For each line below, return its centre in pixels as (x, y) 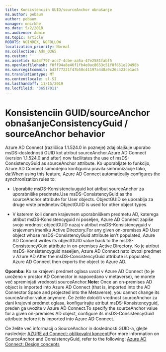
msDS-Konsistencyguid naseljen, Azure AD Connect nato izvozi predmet (87, 251)
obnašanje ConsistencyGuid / (67, 123)
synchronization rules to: (31, 179)
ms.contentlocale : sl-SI (31, 79)
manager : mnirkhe (23, 24)
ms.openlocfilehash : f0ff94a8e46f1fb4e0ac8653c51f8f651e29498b (72, 65)
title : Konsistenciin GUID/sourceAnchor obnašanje (59, 10)
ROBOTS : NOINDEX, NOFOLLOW (33, 42)
